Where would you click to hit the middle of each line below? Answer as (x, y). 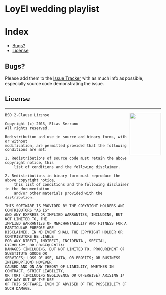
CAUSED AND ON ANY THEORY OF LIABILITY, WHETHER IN (59, 267)
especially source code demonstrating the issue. (55, 83)
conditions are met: (26, 149)
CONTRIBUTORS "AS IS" (27, 210)
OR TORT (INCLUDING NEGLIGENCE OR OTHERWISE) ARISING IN (65, 275)
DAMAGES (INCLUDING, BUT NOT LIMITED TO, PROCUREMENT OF (65, 249)
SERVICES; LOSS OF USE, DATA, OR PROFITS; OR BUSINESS (63, 258)
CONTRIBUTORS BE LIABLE (30, 236)
